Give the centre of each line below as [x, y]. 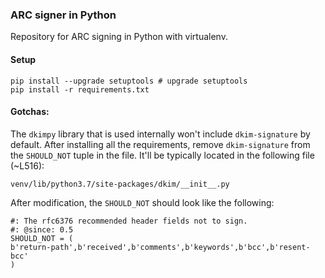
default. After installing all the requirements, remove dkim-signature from [160, 144]
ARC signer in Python [63, 15]
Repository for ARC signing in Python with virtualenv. [119, 37]
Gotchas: [30, 112]
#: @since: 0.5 [42, 229]
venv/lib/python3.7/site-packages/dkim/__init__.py [120, 184]
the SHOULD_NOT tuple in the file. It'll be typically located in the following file [162, 155]
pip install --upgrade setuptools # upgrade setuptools [129, 81]
